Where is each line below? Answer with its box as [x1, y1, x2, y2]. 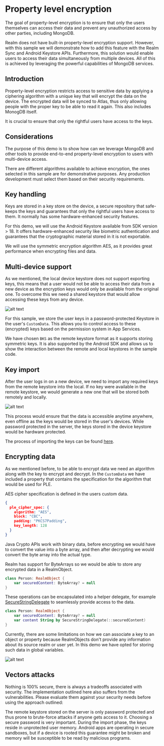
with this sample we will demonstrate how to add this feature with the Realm [5, 45, 159, 51]
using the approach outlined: [5, 699, 63, 705]
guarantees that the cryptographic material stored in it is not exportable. [5, 233, 151, 239]
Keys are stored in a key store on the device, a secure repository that [5, 203, 145, 209]
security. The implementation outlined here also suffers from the [5, 689, 135, 695]
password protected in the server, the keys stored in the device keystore [5, 424, 152, 430]
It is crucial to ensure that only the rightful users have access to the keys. [5, 118, 153, 124]
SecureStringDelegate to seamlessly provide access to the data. [5, 599, 135, 605]
